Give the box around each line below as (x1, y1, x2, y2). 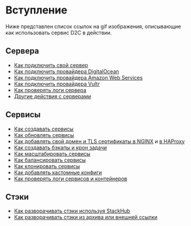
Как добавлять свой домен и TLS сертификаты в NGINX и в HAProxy (13, 138, 185, 145)
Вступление (5, 4, 68, 17)
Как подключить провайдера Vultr (13, 80, 100, 87)
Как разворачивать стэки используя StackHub (13, 207, 131, 214)
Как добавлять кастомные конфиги (13, 169, 102, 176)
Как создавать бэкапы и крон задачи (13, 144, 107, 151)
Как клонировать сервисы (13, 162, 80, 170)
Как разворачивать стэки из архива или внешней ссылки (13, 214, 158, 221)
